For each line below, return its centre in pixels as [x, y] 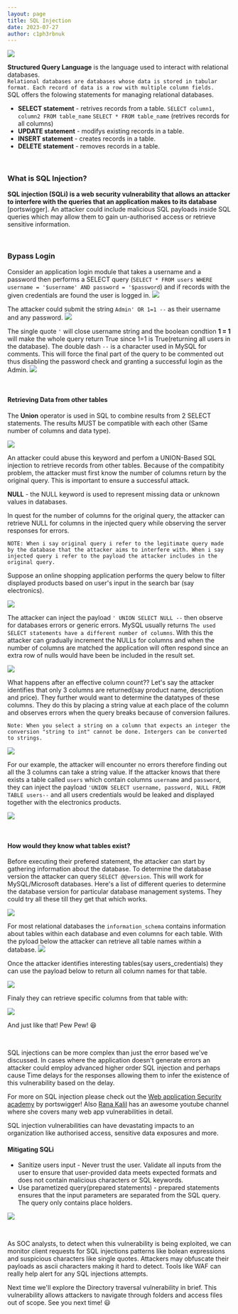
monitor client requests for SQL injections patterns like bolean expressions [116, 1251]
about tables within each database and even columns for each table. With [115, 934]
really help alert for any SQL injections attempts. [78, 1274]
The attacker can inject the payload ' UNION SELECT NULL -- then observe [115, 618]
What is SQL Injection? [47, 178]
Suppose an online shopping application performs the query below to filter [117, 575]
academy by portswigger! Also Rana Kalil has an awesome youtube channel [118, 1104]
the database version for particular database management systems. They [115, 891]
